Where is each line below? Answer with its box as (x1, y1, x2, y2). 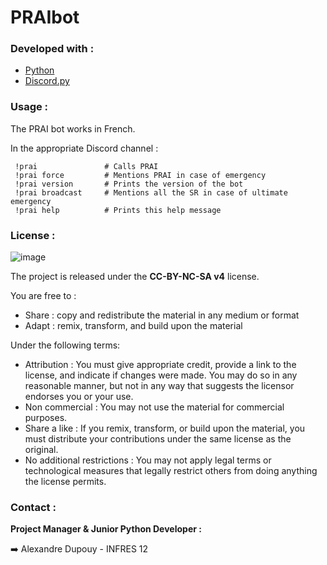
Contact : (10, 501, 57, 514)
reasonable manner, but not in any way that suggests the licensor (24, 380, 295, 392)
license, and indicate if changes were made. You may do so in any (24, 369, 298, 381)
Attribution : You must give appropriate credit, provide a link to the (24, 359, 297, 371)
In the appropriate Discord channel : (10, 142, 159, 154)
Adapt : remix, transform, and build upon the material (24, 320, 243, 332)
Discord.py (24, 75, 70, 87)
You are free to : (10, 290, 77, 302)
